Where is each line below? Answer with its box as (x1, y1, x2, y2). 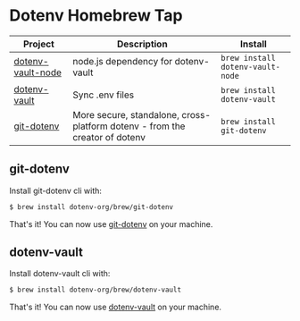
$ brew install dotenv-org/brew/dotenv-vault (9, 285, 181, 295)
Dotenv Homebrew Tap (9, 5, 183, 26)
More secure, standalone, (72, 108, 180, 121)
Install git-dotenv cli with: (9, 185, 103, 196)
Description (116, 38, 168, 50)
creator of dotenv (72, 131, 146, 143)
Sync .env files (72, 89, 135, 101)
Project (23, 38, 55, 50)
